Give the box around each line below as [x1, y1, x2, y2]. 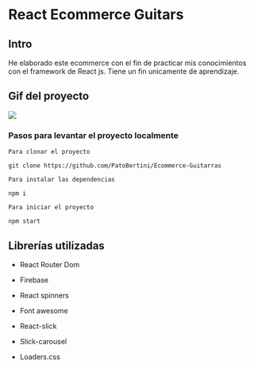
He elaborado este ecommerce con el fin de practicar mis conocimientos [8, 58, 247, 67]
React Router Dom [19, 259, 80, 269]
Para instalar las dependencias [8, 176, 115, 184]
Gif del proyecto [8, 90, 90, 103]
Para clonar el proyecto [8, 148, 90, 156]
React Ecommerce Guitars [8, 6, 184, 24]
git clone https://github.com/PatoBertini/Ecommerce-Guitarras [8, 162, 222, 170]
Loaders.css [19, 351, 61, 362]
